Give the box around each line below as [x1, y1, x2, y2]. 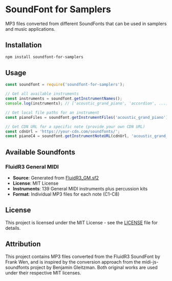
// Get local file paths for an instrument [5, 110, 100, 115]
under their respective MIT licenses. [5, 270, 81, 276]
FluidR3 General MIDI [5, 163, 59, 170]
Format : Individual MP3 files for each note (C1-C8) [12, 191, 120, 197]
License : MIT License [12, 180, 59, 186]
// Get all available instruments [5, 91, 79, 97]
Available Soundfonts [5, 147, 75, 157]
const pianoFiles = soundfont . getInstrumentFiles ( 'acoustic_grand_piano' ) [5, 115, 168, 120]
